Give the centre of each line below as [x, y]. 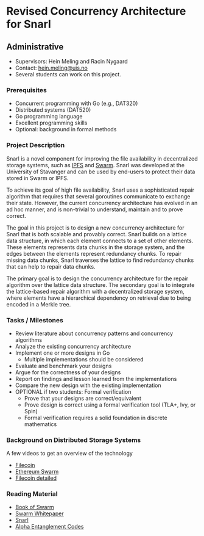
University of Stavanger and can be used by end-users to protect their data [101, 172]
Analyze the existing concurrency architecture [73, 346]
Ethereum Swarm [37, 472]
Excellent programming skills [51, 123]
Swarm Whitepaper [39, 513]
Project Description [36, 145]
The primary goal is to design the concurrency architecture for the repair [97, 278]
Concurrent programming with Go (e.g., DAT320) [76, 103]
